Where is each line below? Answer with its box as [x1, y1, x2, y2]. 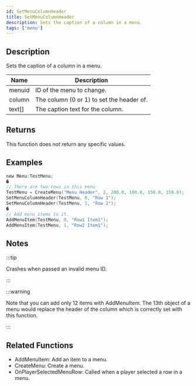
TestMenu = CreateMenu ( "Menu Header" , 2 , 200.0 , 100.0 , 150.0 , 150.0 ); [6, 189, 185, 195]
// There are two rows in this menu [6, 184, 95, 190]
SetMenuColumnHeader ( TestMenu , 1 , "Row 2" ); [6, 201, 116, 206]
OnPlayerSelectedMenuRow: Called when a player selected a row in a [14, 368, 183, 375]
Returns [6, 125, 36, 135]
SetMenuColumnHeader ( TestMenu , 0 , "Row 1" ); [6, 195, 116, 201]
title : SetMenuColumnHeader [6, 14, 75, 20]
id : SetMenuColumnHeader [6, 8, 67, 15]
